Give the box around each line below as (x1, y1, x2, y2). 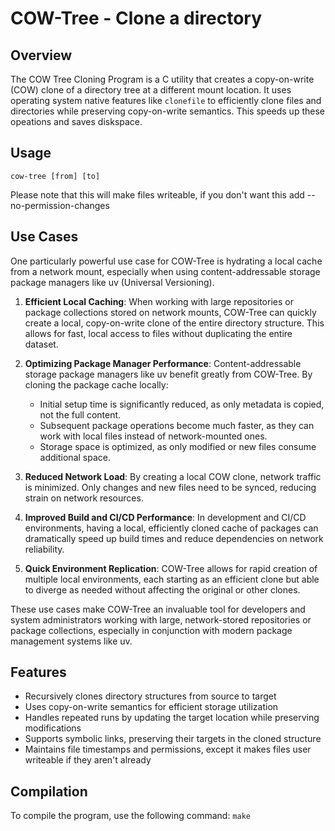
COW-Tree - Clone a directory (10, 7, 263, 30)
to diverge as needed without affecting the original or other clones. (24, 583, 301, 596)
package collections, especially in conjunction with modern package (10, 624, 293, 636)
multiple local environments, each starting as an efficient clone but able (24, 573, 320, 585)
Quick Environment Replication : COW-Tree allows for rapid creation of (24, 562, 318, 574)
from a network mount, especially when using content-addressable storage (10, 265, 321, 277)
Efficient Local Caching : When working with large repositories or (24, 295, 294, 307)
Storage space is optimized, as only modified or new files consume (39, 440, 317, 452)
